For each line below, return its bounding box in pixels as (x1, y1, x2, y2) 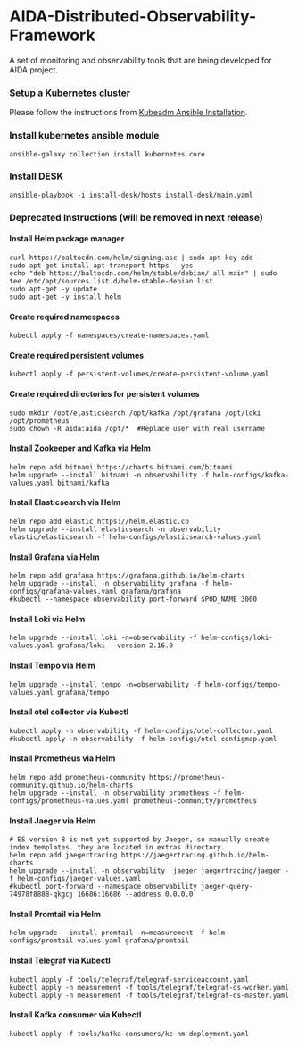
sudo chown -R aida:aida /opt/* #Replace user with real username (9, 424, 266, 433)
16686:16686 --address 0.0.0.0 (77, 890, 194, 899)
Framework (9, 25, 95, 46)
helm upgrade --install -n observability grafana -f (9, 579, 210, 588)
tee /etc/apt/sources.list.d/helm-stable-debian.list (9, 276, 214, 285)
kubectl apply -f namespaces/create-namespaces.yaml (9, 331, 210, 341)
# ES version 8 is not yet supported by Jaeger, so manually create (9, 835, 269, 844)
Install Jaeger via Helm (9, 815, 96, 826)
